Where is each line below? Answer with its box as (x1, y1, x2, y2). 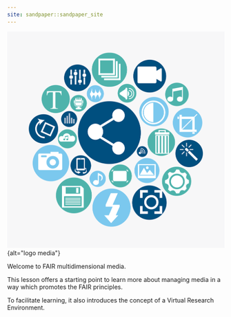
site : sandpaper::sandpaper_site (7, 11, 103, 18)
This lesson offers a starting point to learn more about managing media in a (7, 276, 221, 284)
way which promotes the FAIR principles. (7, 283, 123, 292)
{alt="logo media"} (7, 249, 61, 257)
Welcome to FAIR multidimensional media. (7, 262, 126, 271)
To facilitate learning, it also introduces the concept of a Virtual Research (7, 296, 214, 305)
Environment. (7, 303, 45, 312)
